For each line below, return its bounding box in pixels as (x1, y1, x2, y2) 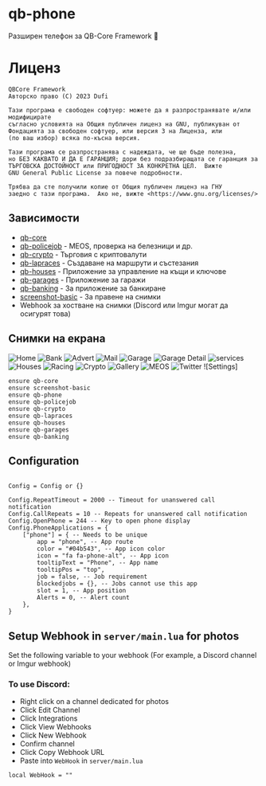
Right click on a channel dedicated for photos (19, 697, 170, 706)
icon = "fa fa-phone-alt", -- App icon (37, 552, 170, 560)
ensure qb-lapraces (8, 412, 73, 420)
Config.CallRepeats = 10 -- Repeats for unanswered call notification (8, 510, 248, 518)
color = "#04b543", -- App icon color (37, 545, 166, 553)
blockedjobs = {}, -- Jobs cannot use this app (37, 580, 198, 588)
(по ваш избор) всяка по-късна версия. (8, 134, 141, 142)
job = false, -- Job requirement (37, 573, 148, 581)
